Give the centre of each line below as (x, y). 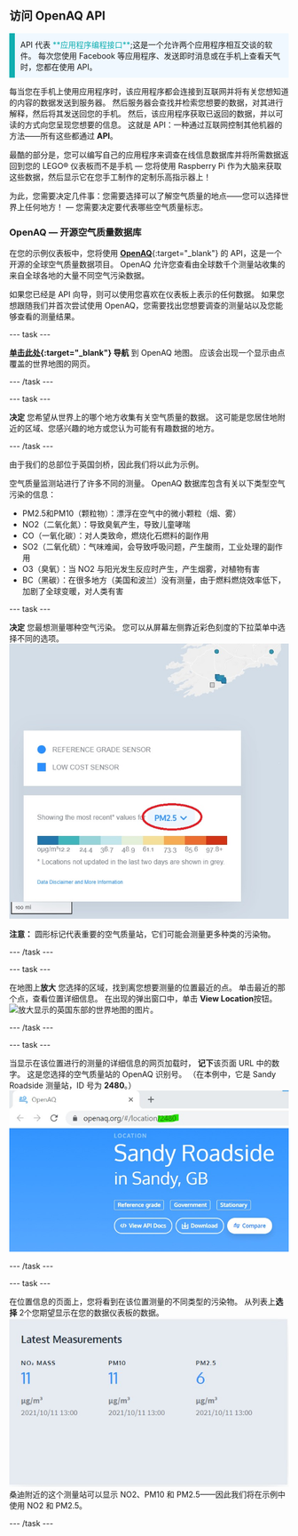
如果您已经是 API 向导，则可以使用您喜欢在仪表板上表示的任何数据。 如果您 (147, 294)
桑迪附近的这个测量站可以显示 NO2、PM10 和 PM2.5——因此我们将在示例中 (147, 1494)
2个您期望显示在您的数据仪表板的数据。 (91, 1312)
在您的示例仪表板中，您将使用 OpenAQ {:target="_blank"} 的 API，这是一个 (145, 253)
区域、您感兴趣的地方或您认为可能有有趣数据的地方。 (122, 429)
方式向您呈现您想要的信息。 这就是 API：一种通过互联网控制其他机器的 (153, 125)
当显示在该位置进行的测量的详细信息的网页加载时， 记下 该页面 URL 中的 (141, 1063)
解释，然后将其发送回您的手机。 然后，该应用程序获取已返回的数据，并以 (142, 113)
